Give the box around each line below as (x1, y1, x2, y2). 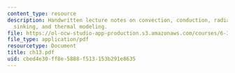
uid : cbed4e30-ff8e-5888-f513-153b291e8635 (7, 56, 136, 63)
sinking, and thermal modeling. (13, 23, 108, 30)
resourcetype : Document (7, 42, 77, 49)
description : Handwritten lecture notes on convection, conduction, (7, 17, 211, 24)
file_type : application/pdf (7, 36, 90, 43)
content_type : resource (7, 10, 77, 17)
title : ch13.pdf (7, 49, 55, 56)
